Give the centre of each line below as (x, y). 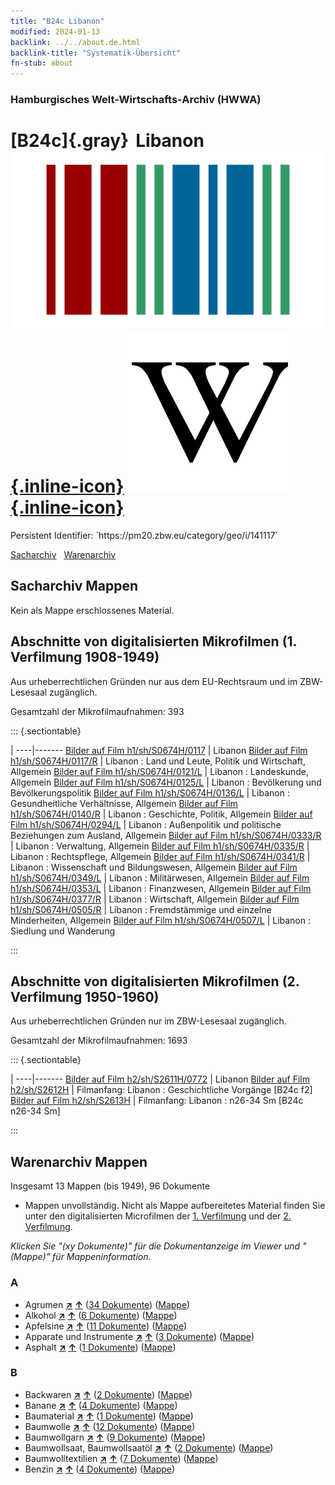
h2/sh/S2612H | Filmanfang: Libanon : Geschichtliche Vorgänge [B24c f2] (161, 1090)
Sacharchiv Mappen (74, 586)
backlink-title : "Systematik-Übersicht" (96, 53)
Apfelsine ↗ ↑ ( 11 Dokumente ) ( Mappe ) (106, 1326)
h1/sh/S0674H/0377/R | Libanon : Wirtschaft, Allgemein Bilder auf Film (155, 899)
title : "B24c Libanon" (57, 21)
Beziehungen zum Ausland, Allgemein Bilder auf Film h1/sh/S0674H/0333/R (166, 835)
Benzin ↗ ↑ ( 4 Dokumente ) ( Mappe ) (100, 1469)
